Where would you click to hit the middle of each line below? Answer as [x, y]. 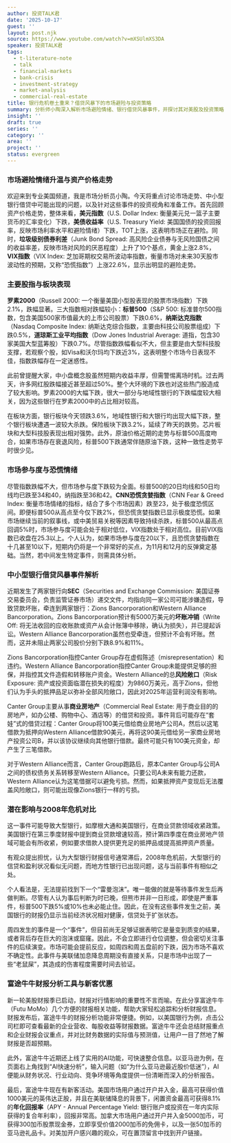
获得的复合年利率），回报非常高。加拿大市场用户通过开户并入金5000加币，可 [115, 1115]
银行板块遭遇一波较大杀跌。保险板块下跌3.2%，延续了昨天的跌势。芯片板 [117, 425]
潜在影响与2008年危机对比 [52, 809]
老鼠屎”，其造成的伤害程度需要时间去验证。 [78, 964]
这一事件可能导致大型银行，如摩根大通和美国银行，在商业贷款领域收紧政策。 [115, 826]
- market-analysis [40, 90]
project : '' [24, 148]
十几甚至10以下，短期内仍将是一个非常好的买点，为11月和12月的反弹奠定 [109, 546]
